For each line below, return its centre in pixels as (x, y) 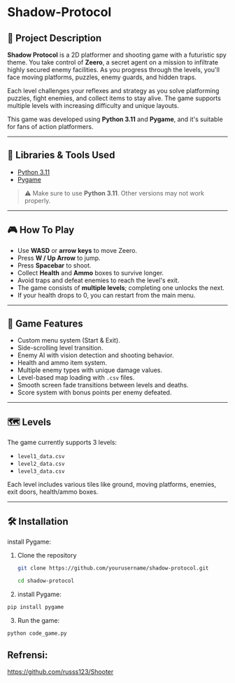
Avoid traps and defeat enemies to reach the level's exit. (98, 280)
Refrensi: (28, 655)
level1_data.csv (41, 457)
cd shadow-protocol (46, 581)
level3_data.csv (41, 471)
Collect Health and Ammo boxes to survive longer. (91, 272)
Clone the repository (47, 556)
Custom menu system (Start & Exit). (69, 340)
